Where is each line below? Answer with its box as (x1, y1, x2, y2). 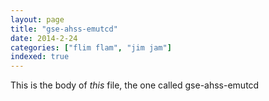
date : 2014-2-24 (10, 33, 78, 43)
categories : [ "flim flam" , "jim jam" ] (10, 42, 172, 53)
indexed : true (10, 52, 70, 62)
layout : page (10, 14, 65, 25)
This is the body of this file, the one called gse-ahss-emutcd (10, 79, 260, 91)
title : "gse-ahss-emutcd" (10, 24, 118, 34)
